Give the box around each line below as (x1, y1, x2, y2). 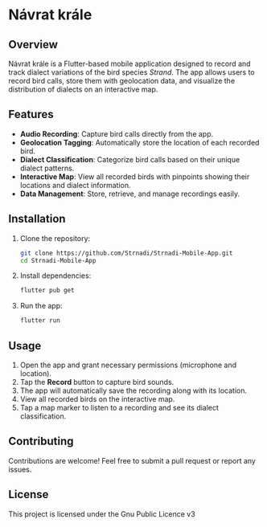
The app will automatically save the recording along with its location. (19, 386, 248, 395)
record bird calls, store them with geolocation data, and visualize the (8, 76, 236, 85)
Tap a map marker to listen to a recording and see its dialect (19, 402, 220, 412)
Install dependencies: (19, 271, 92, 280)
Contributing (8, 435, 74, 448)
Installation (8, 212, 66, 226)
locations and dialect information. (19, 180, 131, 190)
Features (8, 108, 54, 121)
